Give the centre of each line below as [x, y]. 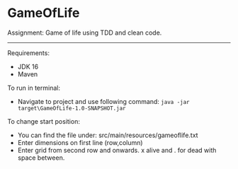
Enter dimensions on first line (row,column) [80, 142]
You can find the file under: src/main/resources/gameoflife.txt [108, 135]
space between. [41, 158]
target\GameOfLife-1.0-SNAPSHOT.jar [72, 108]
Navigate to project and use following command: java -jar [103, 101]
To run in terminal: [34, 88]
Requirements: [28, 53]
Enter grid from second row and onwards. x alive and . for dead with [117, 150]
